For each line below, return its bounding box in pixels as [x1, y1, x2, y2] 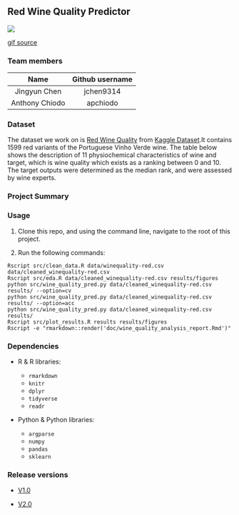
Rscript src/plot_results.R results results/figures [7, 318, 168, 326]
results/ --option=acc [7, 299, 75, 306]
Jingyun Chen [14, 86, 62, 96]
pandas [28, 446, 49, 453]
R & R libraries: [17, 357, 61, 366]
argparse [28, 430, 55, 438]
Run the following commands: [17, 248, 106, 256]
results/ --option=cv [7, 287, 72, 294]
